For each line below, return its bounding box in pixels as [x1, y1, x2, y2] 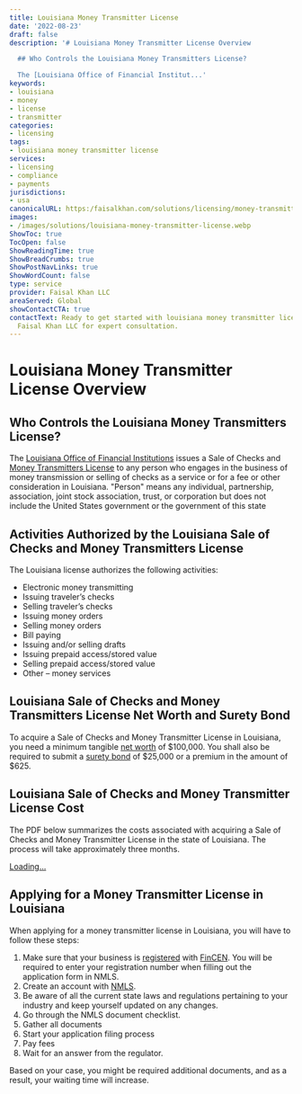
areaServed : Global [9, 296, 83, 306]
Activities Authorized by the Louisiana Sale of [9, 527, 271, 542]
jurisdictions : [9, 188, 67, 197]
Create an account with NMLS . [22, 981, 137, 992]
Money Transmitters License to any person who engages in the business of [9, 462, 289, 473]
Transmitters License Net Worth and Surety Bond [9, 707, 290, 724]
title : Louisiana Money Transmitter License [9, 13, 179, 22]
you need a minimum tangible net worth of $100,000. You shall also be [9, 741, 271, 752]
